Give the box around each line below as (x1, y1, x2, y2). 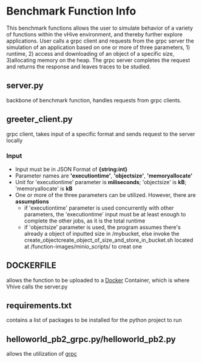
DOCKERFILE (6, 261, 56, 271)
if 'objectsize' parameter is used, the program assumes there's (24, 223, 181, 231)
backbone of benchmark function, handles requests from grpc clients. (6, 96, 182, 104)
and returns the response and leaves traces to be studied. (6, 62, 151, 70)
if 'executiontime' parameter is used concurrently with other (24, 204, 174, 211)
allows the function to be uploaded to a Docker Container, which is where (6, 276, 190, 284)
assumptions (15, 198, 49, 205)
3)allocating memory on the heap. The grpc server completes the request (6, 56, 190, 64)
